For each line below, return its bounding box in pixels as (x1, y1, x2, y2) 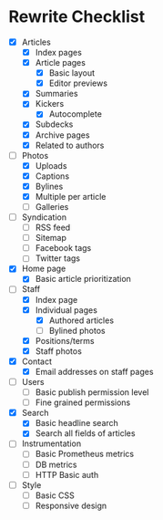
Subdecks (35, 119, 74, 130)
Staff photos (35, 345, 83, 357)
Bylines (35, 181, 64, 192)
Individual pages (35, 304, 97, 316)
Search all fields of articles (35, 428, 136, 439)
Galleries (35, 201, 69, 212)
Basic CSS (35, 490, 75, 501)
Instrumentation (21, 438, 82, 449)
